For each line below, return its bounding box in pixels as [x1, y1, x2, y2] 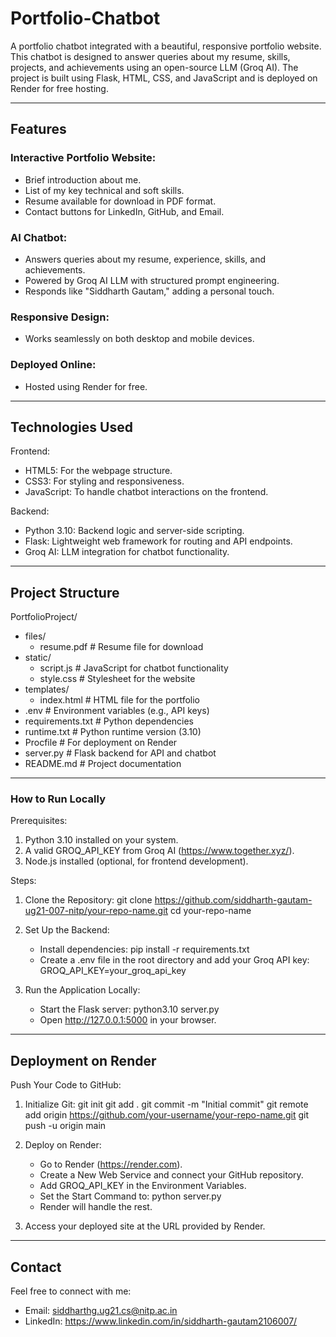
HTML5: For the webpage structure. [24, 465, 173, 477]
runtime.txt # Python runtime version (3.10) [24, 726, 202, 738]
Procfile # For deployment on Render [24, 737, 178, 749]
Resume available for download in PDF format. [24, 195, 217, 207]
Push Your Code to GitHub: [10, 1079, 122, 1091]
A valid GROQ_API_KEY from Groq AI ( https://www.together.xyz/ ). [24, 845, 295, 857]
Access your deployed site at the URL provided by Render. [24, 1220, 266, 1232]
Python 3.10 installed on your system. [24, 834, 179, 846]
